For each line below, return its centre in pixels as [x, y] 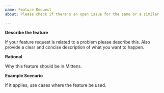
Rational [14, 56]
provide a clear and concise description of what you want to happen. [75, 47]
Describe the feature [27, 32]
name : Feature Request [28, 10]
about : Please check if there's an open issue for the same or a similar [82, 14]
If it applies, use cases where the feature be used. [56, 85]
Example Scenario [24, 75]
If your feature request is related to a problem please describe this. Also [78, 42]
